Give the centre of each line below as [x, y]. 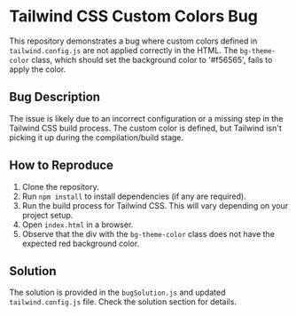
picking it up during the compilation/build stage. [97, 137]
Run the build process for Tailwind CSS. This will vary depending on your [155, 205]
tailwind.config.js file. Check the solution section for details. [123, 302]
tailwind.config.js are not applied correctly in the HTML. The [124, 50]
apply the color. [38, 69]
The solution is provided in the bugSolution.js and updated [117, 292]
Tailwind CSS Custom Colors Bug [134, 16]
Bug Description [55, 97]
